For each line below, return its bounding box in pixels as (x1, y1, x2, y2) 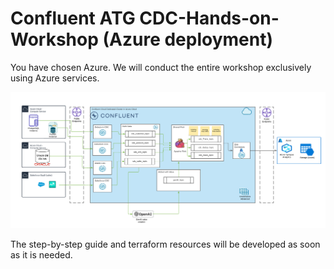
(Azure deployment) (102, 28, 273, 51)
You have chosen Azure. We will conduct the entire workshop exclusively (10, 61, 312, 73)
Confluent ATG (10, 7, 136, 30)
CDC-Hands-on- (139, 7, 280, 30)
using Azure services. (10, 72, 100, 84)
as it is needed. (10, 248, 73, 261)
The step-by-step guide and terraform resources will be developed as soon (10, 238, 321, 250)
